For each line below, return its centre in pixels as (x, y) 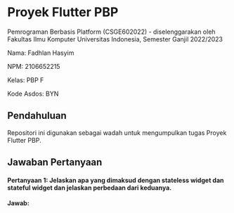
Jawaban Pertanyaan (55, 162)
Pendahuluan (37, 116)
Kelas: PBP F (26, 80)
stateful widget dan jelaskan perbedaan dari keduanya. (90, 188)
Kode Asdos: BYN (33, 93)
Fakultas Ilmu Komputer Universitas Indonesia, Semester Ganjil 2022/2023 (115, 39)
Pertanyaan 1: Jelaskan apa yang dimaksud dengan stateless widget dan (116, 180)
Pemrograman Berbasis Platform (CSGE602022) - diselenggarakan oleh (111, 32)
